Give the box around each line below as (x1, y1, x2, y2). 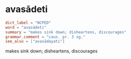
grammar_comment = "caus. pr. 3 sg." (5, 34, 86, 39)
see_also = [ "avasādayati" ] (5, 39, 65, 44)
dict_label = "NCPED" (5, 20, 51, 25)
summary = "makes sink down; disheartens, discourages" (5, 29, 126, 35)
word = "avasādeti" (5, 25, 47, 30)
